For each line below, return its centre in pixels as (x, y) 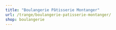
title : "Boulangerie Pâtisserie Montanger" (53, 10)
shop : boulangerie (25, 19)
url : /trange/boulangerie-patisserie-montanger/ (58, 15)
